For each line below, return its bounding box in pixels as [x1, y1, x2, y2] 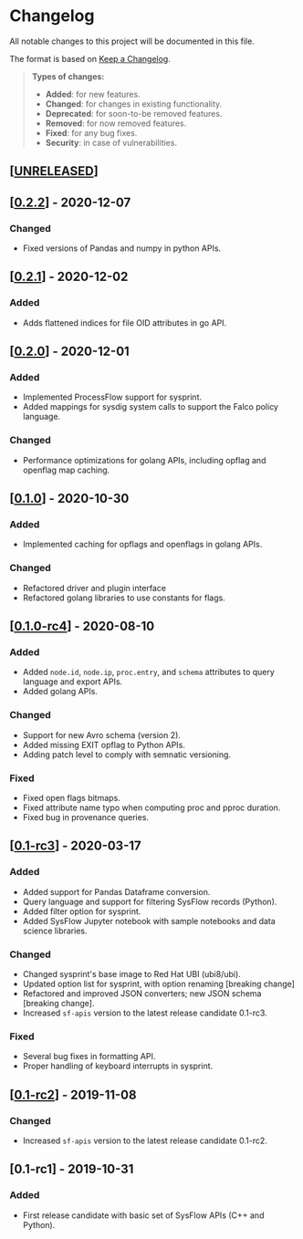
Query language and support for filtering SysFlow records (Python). [22, 896, 277, 907]
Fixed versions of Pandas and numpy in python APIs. [22, 243, 222, 254]
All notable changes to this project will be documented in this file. [9, 36, 256, 47]
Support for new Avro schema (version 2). [22, 729, 181, 740]
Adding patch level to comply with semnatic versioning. [22, 749, 231, 760]
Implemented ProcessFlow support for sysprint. [22, 391, 203, 402]
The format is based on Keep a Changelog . [9, 53, 171, 64]
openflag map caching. [22, 464, 110, 475]
